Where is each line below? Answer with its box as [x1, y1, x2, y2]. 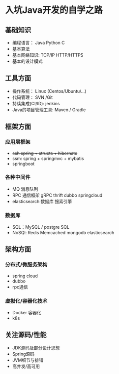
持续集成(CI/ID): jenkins [12, 100, 60, 106]
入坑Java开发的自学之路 [5, 4, 103, 16]
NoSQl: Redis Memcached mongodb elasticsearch [12, 230, 115, 236]
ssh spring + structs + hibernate [12, 150, 78, 156]
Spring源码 [12, 351, 35, 357]
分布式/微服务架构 [5, 261, 48, 268]
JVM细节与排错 [12, 357, 44, 363]
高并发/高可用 [12, 363, 40, 369]
